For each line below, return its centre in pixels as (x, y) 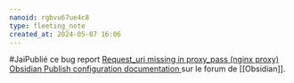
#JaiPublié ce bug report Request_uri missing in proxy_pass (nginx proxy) (144, 60)
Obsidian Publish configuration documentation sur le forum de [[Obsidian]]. (147, 69)
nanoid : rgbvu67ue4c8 (49, 17)
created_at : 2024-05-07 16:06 (65, 34)
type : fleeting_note (48, 26)
